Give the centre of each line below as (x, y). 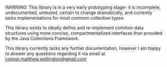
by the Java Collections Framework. (42, 38)
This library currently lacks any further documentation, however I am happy (83, 48)
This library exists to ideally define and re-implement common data (74, 28)
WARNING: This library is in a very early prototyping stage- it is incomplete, (83, 7)
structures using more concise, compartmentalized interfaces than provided (84, 33)
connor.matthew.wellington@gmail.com (46, 59)
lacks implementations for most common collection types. (65, 18)
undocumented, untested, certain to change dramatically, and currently (79, 13)
